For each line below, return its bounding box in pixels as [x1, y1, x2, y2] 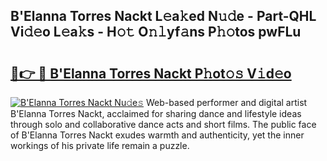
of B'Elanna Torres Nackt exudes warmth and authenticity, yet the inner [10, 129, 305, 141]
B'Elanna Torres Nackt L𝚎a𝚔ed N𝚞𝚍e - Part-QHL [10, 8, 317, 25]
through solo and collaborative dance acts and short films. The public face [10, 119, 317, 130]
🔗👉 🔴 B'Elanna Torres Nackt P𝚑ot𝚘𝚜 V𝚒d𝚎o [10, 65, 292, 82]
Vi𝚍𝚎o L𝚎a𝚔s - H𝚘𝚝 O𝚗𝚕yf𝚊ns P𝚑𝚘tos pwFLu [10, 24, 302, 41]
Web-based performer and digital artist [146, 97, 308, 108]
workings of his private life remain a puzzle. [10, 140, 190, 151]
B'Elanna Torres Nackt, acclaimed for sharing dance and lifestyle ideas [10, 108, 302, 119]
